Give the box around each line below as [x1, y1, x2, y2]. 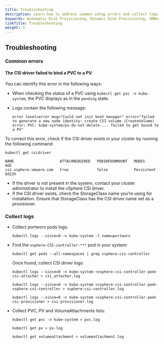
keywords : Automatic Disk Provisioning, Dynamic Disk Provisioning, [5, 16, 147, 21]
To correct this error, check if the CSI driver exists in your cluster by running [5, 135, 158, 141]
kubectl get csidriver [5, 150, 51, 155]
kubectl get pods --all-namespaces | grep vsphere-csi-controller [12, 251, 150, 256]
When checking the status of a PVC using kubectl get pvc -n [12, 90, 137, 96]
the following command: [5, 141, 54, 147]
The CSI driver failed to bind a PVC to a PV [5, 70, 92, 76]
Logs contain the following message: [12, 105, 86, 111]
